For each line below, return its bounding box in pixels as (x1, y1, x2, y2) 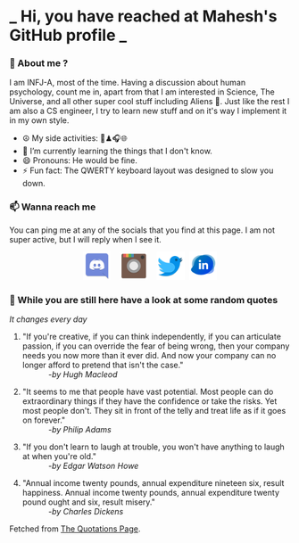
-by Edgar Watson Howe (47, 461, 139, 472)
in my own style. (9, 115, 70, 126)
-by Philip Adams (47, 424, 112, 435)
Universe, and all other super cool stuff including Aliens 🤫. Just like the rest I (9, 96, 290, 107)
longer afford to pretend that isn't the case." (21, 359, 184, 371)
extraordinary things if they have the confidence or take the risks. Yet (21, 396, 278, 407)
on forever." (21, 415, 66, 425)
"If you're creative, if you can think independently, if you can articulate (21, 332, 281, 342)
